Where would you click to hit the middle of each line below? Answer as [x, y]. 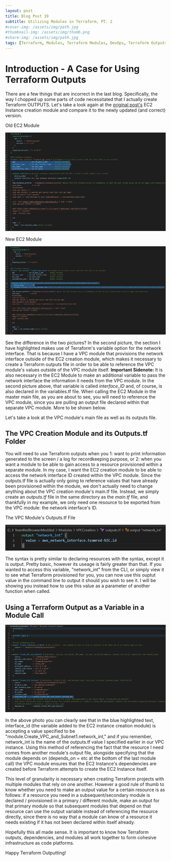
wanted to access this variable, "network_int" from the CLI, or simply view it [85, 570]
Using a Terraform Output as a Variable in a [75, 607]
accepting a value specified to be [40, 731]
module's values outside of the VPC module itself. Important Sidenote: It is [84, 370]
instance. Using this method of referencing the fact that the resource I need [84, 747]
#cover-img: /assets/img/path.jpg [42, 27]
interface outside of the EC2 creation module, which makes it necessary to [83, 359]
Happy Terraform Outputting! [36, 853]
